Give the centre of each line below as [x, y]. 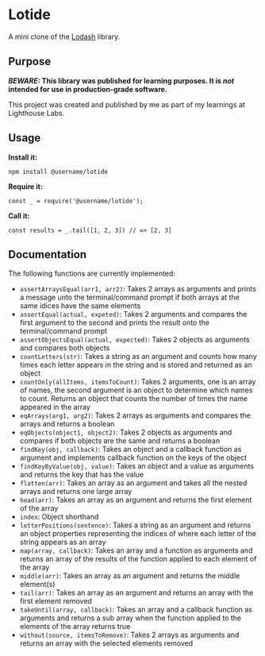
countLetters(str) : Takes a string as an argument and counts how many [138, 357]
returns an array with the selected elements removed [106, 643]
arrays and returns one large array [76, 492]
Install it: [23, 157]
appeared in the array [55, 407]
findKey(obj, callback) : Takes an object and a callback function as [131, 450]
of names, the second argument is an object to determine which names [136, 390]
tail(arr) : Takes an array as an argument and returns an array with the [136, 592]
